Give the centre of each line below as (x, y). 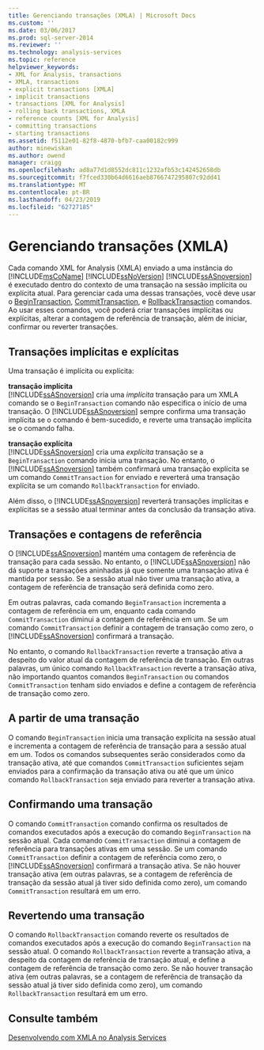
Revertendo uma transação (76, 915)
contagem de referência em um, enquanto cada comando (102, 611)
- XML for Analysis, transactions (65, 74)
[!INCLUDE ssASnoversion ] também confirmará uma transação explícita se (129, 469)
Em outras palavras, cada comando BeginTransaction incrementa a (117, 602)
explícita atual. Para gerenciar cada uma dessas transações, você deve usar (132, 293)
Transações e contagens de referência (105, 534)
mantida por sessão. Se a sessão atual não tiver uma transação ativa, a (124, 578)
